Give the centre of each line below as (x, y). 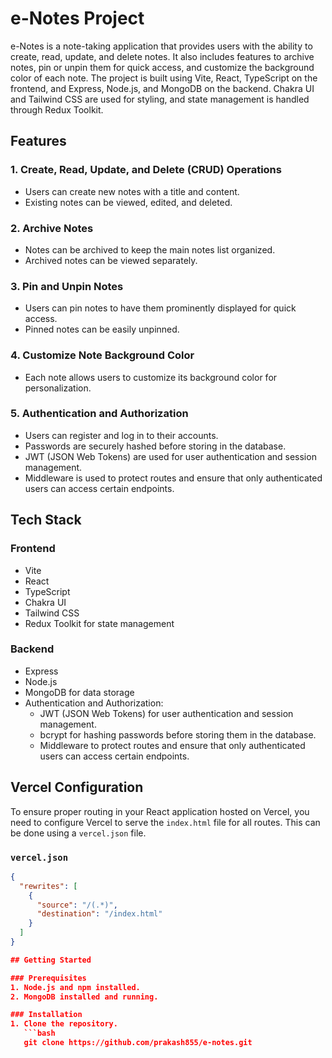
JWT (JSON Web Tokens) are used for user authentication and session (170, 456)
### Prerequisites (48, 978)
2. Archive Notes (52, 228)
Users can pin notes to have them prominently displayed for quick (160, 308)
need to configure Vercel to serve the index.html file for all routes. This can (165, 822)
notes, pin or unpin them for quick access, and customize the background (162, 67)
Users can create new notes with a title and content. (132, 191)
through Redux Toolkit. (57, 109)
